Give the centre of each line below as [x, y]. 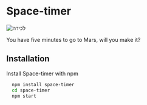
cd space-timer [31, 90]
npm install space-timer [43, 84]
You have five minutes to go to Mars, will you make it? [73, 39]
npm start [24, 96]
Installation [28, 59]
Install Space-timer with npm [43, 73]
